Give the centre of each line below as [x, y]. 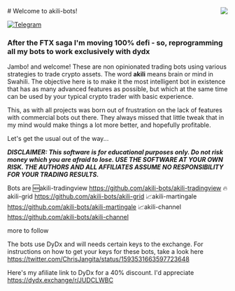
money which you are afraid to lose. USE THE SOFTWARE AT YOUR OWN [115, 160]
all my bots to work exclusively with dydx [79, 51]
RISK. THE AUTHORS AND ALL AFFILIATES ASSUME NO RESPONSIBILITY [115, 167]
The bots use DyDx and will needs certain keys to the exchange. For [105, 244]
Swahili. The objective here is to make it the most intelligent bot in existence [116, 82]
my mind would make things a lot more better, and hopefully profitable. [109, 125]
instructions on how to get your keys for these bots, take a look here [106, 252]
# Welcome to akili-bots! [42, 11]
